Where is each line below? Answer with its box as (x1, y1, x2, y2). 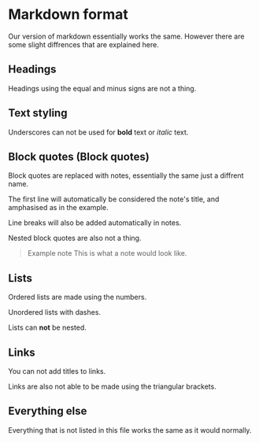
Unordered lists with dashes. (8, 308, 101, 317)
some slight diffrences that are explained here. (8, 39, 159, 49)
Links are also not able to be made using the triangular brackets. (8, 382, 216, 391)
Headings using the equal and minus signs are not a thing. (8, 83, 197, 93)
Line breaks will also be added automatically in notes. (8, 218, 182, 227)
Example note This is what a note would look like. (27, 249, 187, 258)
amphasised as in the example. (8, 203, 109, 212)
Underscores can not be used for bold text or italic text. (8, 127, 189, 137)
